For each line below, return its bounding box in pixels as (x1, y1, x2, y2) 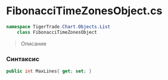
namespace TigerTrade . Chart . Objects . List (6, 24, 111, 30)
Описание (20, 40, 46, 47)
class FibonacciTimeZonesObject (17, 29, 97, 35)
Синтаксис (6, 55, 40, 63)
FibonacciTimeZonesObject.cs (6, 4, 163, 18)
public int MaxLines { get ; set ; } (6, 68, 92, 74)
